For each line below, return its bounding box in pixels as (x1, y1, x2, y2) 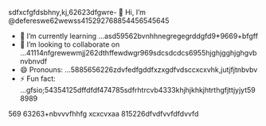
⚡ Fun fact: (19, 74, 56, 83)
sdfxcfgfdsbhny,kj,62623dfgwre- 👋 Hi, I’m (8, 8, 146, 17)
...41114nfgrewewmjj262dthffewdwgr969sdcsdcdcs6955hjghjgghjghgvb (19, 48, 257, 57)
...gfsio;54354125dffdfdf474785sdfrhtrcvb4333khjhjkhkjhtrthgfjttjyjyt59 (19, 86, 256, 94)
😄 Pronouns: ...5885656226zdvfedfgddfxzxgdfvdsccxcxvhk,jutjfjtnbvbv (19, 65, 258, 74)
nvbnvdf (19, 56, 48, 66)
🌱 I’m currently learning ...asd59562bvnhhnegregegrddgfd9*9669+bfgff (19, 32, 259, 40)
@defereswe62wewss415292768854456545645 (8, 16, 170, 25)
